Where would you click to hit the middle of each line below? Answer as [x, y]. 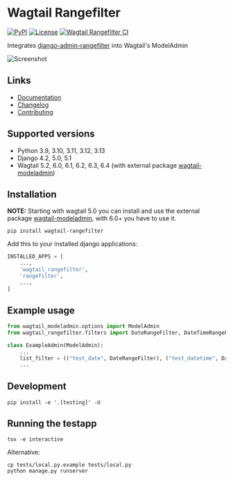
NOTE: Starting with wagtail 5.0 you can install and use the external [103, 211]
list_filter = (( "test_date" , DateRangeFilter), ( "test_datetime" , [119, 358]
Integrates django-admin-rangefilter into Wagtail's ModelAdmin [98, 45]
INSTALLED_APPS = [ [35, 257]
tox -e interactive [35, 439]
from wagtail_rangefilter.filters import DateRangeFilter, [94, 333]
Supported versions [51, 134]
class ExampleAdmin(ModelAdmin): [55, 346]
